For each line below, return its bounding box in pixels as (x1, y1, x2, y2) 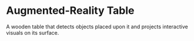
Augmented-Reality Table (6, 4, 135, 17)
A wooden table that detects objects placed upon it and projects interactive (6, 23, 188, 30)
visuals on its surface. (6, 29, 59, 36)
